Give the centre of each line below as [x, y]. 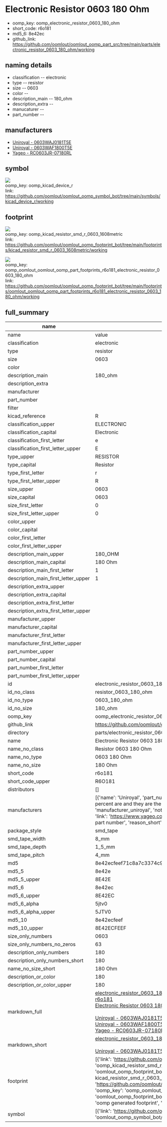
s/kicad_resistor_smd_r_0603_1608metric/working [56, 250]
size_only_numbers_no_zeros [42, 944]
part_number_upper [31, 651]
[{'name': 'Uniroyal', [118, 798]
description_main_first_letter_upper [49, 578]
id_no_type [20, 700]
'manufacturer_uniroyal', [124, 810]
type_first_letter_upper [34, 481]
